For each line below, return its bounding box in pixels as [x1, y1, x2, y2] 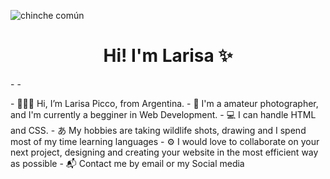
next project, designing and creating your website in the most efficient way [10, 146, 319, 158]
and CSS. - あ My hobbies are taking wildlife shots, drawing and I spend [10, 124, 307, 136]
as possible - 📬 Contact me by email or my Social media [10, 157, 245, 169]
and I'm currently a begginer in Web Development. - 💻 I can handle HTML [10, 108, 317, 120]
